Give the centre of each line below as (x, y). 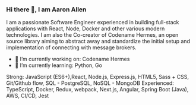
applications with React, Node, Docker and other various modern (86, 28)
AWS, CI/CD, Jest (28, 96)
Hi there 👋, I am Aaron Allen (46, 9)
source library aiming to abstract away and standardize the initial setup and (98, 42)
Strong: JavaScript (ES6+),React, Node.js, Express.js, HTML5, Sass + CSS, (97, 77)
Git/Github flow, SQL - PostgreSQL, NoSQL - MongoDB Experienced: (90, 83)
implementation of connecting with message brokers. (71, 47)
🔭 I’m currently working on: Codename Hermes (72, 59)
